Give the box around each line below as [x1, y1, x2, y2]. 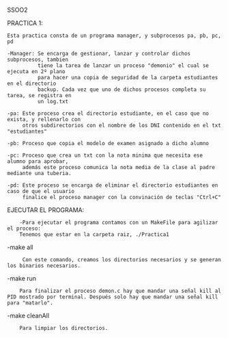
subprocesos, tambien [7, 56, 69, 63]
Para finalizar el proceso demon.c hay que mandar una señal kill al [19, 287, 222, 294]
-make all [7, 243, 33, 251]
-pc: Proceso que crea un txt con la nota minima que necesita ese [7, 152, 203, 159]
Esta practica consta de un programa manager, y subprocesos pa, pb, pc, [7, 32, 222, 39]
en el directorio [7, 80, 57, 87]
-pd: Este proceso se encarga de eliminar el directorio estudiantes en [7, 182, 218, 189]
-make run [7, 274, 36, 283]
